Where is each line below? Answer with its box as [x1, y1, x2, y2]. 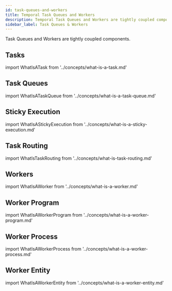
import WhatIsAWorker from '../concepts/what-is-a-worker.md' [5, 183, 138, 190]
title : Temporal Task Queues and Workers [5, 12, 95, 17]
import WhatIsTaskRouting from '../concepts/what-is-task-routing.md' [5, 155, 153, 161]
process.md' [5, 251, 32, 257]
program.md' [5, 217, 33, 223]
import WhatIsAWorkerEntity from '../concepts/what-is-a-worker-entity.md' [5, 280, 164, 286]
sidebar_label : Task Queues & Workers [5, 22, 88, 27]
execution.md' [5, 127, 36, 133]
